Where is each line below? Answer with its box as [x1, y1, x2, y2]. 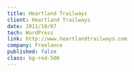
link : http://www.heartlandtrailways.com [7, 36, 128, 43]
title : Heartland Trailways [7, 10, 88, 17]
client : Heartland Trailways [7, 16, 91, 23]
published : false [7, 49, 57, 56]
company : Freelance [7, 42, 63, 49]
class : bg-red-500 [7, 55, 60, 62]
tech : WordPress [7, 29, 54, 36]
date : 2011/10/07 [7, 23, 57, 29]
